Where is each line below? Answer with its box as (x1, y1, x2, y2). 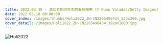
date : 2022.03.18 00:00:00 (5, 12, 60, 16)
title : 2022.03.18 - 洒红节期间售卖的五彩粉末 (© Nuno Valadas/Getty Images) (5, 7, 159, 12)
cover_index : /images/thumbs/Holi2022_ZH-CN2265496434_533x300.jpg (5, 16, 146, 21)
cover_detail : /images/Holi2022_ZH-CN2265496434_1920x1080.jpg (5, 20, 137, 26)
